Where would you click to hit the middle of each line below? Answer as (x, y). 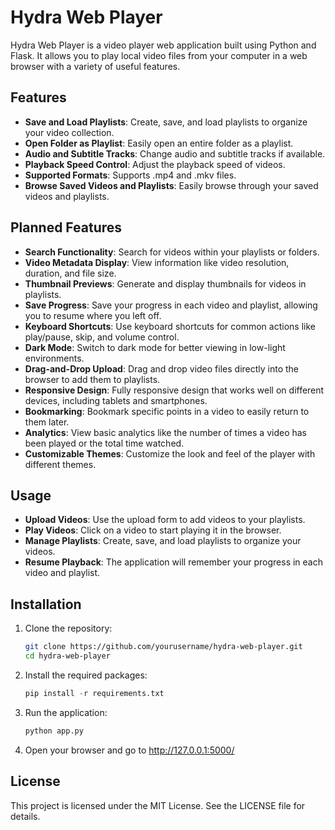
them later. (47, 422)
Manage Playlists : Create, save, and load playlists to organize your (163, 541)
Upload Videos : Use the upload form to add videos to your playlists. (165, 520)
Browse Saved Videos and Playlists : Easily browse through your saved (171, 185)
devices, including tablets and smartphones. (116, 400)
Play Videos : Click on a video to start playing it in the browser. (153, 530)
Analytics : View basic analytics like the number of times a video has (165, 432)
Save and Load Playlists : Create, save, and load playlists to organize (166, 122)
